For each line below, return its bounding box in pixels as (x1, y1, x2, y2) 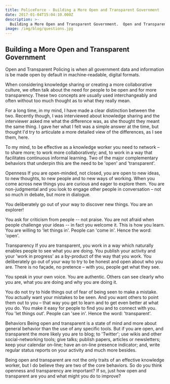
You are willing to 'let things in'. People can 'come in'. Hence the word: (5, 227, 152, 233)
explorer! (5, 206, 24, 212)
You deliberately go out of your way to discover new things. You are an (5, 201, 153, 207)
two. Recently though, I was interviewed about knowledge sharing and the (5, 112, 160, 119)
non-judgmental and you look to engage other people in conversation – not (5, 186, 161, 192)
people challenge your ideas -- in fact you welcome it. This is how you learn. (5, 222, 165, 228)
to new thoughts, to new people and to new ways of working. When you (5, 175, 155, 181)
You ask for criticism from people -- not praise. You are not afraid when (5, 216, 154, 223)
